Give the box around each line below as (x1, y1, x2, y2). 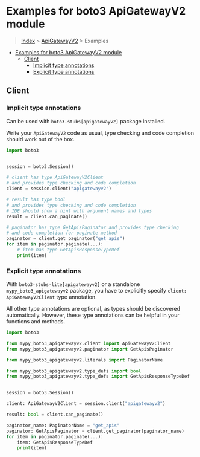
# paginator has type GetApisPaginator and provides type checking (6, 224, 180, 230)
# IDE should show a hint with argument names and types (6, 207, 152, 214)
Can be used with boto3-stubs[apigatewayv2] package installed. (6, 117, 166, 125)
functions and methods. (6, 318, 66, 325)
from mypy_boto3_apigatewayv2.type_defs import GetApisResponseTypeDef (6, 374, 190, 380)
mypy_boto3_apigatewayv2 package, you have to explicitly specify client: (6, 287, 187, 294)
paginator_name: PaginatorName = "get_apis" (6, 422, 120, 429)
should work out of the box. (6, 135, 75, 143)
